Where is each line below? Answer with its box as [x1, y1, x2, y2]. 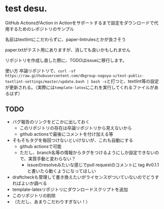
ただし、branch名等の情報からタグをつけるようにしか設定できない [19, 149, 155, 155]
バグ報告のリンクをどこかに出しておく [12, 119, 90, 124]
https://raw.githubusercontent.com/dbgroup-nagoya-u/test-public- [5, 73, 144, 78]
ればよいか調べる [12, 180, 47, 186]
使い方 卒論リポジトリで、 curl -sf [5, 67, 76, 74]
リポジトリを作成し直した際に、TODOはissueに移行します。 [5, 57, 127, 63]
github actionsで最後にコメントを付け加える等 [19, 131, 113, 137]
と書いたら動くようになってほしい [27, 168, 96, 174]
